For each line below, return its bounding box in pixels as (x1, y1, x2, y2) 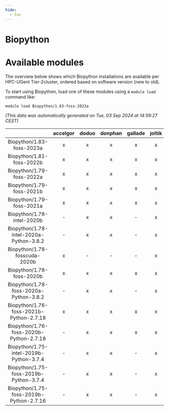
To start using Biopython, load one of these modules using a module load (5, 89, 156, 95)
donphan (100, 129, 122, 136)
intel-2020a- (12, 231, 44, 238)
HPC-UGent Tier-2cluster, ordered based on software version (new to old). (5, 78, 160, 85)
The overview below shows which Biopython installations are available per (5, 73, 159, 79)
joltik (150, 129, 162, 136)
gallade (127, 129, 145, 136)
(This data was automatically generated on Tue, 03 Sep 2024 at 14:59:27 (5, 112, 157, 118)
